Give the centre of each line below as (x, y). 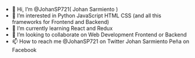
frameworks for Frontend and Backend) (60, 22)
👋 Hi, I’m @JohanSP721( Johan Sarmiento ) (65, 9)
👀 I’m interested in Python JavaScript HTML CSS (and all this (86, 16)
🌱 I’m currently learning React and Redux (62, 28)
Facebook (24, 50)
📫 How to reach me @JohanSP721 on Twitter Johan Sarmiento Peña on (100, 41)
